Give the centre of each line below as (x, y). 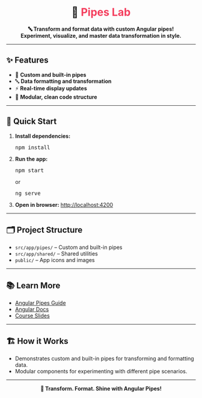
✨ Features (27, 60)
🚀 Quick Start (32, 122)
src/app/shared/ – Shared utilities (56, 254)
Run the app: (31, 159)
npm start (29, 170)
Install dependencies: (43, 136)
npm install (32, 147)
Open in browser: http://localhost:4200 (64, 204)
